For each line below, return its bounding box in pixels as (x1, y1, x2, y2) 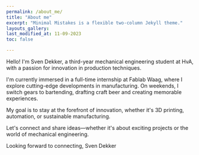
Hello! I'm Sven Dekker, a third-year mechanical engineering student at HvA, (6, 58, 194, 65)
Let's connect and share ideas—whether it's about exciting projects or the (6, 125, 189, 131)
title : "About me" (6, 14, 52, 20)
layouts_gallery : (6, 25, 50, 32)
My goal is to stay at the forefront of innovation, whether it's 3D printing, (6, 107, 184, 113)
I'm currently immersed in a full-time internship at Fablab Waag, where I (6, 76, 183, 83)
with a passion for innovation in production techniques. (6, 64, 142, 72)
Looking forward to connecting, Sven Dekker (6, 142, 117, 149)
